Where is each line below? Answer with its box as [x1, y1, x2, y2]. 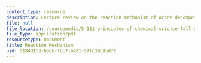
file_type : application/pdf [6, 31, 77, 37]
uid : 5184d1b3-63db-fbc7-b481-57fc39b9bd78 [6, 48, 117, 54]
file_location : [6, 25, 44, 32]
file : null [6, 20, 33, 26]
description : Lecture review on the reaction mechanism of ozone [6, 14, 172, 20]
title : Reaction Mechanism [6, 43, 74, 49]
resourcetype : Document [6, 37, 66, 43]
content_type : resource [6, 8, 66, 15]
